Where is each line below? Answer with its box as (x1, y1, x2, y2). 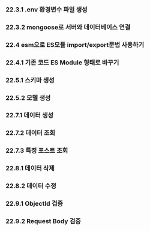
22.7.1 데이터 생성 (5, 111, 54, 120)
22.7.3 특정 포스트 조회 (5, 146, 68, 155)
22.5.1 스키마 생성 (5, 76, 55, 84)
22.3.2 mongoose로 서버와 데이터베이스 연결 (5, 23, 131, 31)
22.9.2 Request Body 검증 (5, 217, 82, 225)
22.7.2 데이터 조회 (5, 129, 55, 137)
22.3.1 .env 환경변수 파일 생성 (5, 5, 88, 13)
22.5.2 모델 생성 (5, 93, 51, 102)
